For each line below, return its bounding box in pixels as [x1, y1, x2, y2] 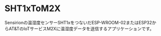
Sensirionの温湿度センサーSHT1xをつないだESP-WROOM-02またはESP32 [4, 19, 152, 25]
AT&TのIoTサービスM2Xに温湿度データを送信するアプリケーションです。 [8, 25, 154, 32]
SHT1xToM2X [4, 3, 61, 14]
